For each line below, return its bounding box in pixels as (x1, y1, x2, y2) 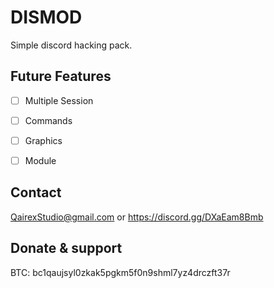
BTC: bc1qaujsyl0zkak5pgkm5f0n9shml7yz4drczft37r (10, 266, 231, 278)
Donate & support (10, 240, 123, 257)
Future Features (10, 68, 112, 85)
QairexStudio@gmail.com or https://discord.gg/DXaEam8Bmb (10, 211, 264, 223)
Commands (24, 114, 73, 126)
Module (24, 154, 57, 166)
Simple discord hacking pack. (10, 39, 133, 51)
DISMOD (10, 6, 83, 29)
